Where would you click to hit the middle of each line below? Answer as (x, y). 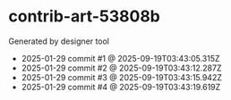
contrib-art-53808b (84, 17)
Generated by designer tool (59, 41)
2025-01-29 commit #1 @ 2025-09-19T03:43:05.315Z (120, 58)
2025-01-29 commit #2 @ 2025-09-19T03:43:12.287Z (121, 68)
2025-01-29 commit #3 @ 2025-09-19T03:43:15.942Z (122, 77)
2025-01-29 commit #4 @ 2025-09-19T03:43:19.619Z (121, 87)
